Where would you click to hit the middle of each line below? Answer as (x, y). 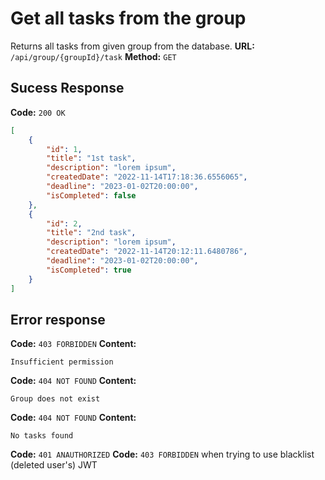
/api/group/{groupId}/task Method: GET (93, 56)
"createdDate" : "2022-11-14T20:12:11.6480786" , (147, 252)
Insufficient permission (62, 362)
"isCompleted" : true (89, 270)
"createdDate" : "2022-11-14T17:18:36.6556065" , (147, 177)
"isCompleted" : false (91, 195)
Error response (58, 319)
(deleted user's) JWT (54, 465)
